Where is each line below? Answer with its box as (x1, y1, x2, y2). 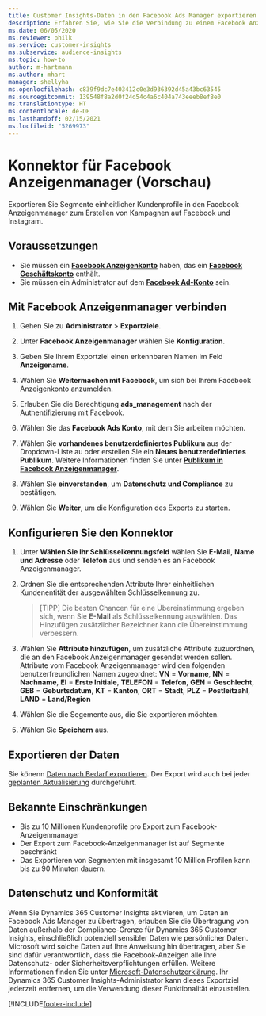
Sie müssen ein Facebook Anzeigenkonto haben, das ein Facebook (19, 260, 243, 270)
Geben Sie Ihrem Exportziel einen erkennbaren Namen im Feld (19, 352, 223, 362)
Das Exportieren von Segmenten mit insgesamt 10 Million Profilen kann (19, 855, 251, 865)
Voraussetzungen (8, 240, 99, 253)
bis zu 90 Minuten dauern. (19, 864, 106, 873)
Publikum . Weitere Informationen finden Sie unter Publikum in (19, 455, 224, 465)
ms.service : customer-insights (8, 41, 112, 49)
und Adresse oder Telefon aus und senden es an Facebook (19, 556, 215, 566)
